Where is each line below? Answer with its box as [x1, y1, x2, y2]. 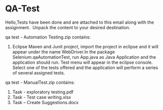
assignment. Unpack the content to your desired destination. [5, 24, 131, 30]
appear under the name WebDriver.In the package [12, 49, 115, 55]
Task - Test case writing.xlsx [12, 94, 71, 100]
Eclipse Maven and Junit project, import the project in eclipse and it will [12, 43, 159, 49]
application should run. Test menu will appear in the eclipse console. [12, 59, 153, 65]
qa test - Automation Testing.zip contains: [5, 34, 91, 40]
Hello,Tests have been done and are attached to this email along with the [5, 19, 154, 25]
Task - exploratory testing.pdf [12, 89, 74, 95]
